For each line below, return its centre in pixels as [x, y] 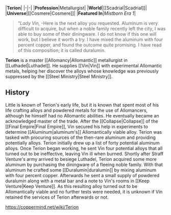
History [17, 93]
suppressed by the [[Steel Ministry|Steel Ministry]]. [59, 76]
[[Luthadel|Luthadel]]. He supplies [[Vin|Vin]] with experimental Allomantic [84, 66]
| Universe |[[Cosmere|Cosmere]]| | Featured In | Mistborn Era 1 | [71, 13]
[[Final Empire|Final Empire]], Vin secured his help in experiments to [77, 126]
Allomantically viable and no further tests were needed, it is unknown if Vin [84, 192]
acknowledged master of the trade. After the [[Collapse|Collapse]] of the [82, 121]
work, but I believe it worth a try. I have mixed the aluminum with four [90, 39]
